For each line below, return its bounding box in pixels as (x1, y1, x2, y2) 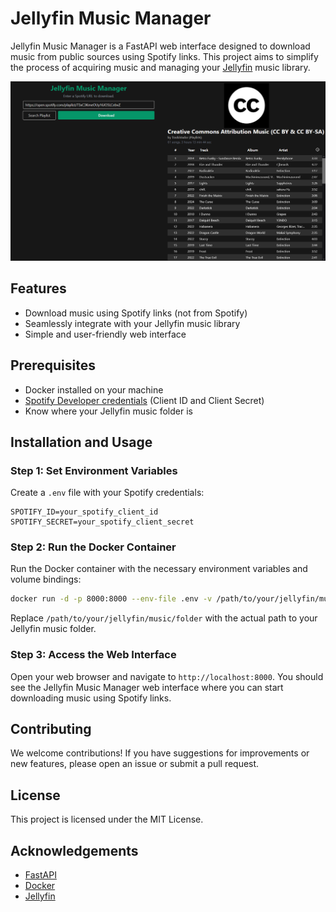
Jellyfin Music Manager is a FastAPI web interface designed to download (10, 40, 311, 52)
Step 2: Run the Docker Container (10, 540, 177, 554)
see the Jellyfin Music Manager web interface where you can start (10, 681, 284, 693)
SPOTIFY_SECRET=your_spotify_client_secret (10, 517, 195, 527)
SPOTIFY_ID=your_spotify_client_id (10, 507, 159, 517)
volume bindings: (10, 573, 82, 586)
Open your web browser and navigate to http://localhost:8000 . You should (10, 670, 324, 682)
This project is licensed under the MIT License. (10, 813, 204, 826)
